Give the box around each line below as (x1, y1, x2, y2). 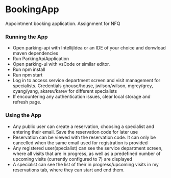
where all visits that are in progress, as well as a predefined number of (12, 150, 161, 157)
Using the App (5, 112, 42, 119)
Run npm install (12, 66, 45, 72)
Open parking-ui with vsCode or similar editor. (12, 61, 110, 67)
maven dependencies (12, 50, 59, 57)
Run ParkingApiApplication (12, 56, 69, 62)
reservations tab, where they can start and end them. (12, 167, 125, 173)
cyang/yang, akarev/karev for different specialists (12, 88, 117, 94)
